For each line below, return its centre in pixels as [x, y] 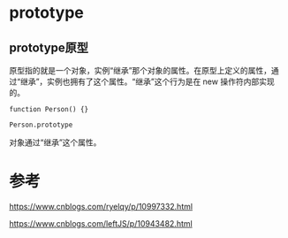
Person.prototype [41, 125]
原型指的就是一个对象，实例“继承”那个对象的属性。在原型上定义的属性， [140, 70]
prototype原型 [49, 47]
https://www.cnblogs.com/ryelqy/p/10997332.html [101, 206]
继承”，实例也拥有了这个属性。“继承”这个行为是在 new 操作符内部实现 [148, 81]
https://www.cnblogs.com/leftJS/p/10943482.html [101, 223]
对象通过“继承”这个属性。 [55, 142]
